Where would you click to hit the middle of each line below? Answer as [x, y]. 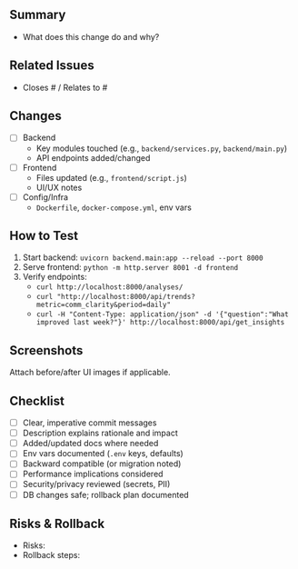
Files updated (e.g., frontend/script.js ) [112, 177]
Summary [38, 15]
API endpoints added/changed [93, 157]
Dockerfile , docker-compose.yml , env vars [114, 207]
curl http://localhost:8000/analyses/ [109, 287]
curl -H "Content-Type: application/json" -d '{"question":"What [162, 314]
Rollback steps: [51, 555]
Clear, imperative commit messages [89, 423]
